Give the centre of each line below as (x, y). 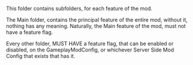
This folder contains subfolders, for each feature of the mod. (79, 8)
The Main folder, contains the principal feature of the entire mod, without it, (97, 20)
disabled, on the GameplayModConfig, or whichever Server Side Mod (90, 50)
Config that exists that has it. (40, 56)
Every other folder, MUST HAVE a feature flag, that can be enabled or (90, 44)
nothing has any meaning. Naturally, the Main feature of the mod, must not (96, 26)
